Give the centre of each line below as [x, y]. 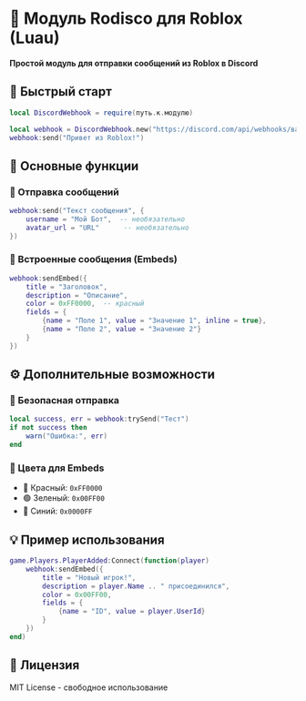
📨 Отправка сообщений [65, 192]
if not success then [49, 428]
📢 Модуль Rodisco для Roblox [126, 19]
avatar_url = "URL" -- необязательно [107, 228]
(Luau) [35, 38]
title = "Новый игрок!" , [89, 577]
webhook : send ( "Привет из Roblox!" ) [77, 137]
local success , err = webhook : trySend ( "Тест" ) [99, 419]
